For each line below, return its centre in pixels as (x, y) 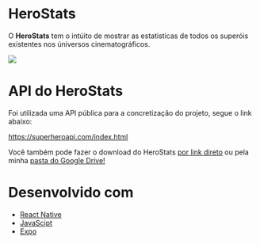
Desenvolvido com (71, 193)
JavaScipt (36, 223)
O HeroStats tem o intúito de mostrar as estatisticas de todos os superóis (128, 36)
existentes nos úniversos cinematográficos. (79, 44)
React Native (40, 214)
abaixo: (20, 121)
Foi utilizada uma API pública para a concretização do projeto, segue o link (130, 112)
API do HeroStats (66, 91)
